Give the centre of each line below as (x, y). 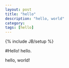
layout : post (18, 9)
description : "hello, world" (35, 18)
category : (15, 23)
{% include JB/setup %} (29, 41)
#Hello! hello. (18, 51)
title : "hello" (21, 14)
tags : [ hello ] (20, 28)
